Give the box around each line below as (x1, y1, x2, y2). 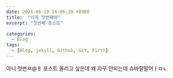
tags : (6, 42, 20, 48)
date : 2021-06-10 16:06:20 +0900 (6, 8, 90, 15)
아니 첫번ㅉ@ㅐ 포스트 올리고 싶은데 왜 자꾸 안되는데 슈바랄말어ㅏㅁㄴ (6, 64, 168, 72)
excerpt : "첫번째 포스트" (6, 20, 63, 26)
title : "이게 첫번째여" (6, 14, 61, 20)
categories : (6, 31, 36, 37)
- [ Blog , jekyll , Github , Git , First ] (11, 47, 109, 54)
